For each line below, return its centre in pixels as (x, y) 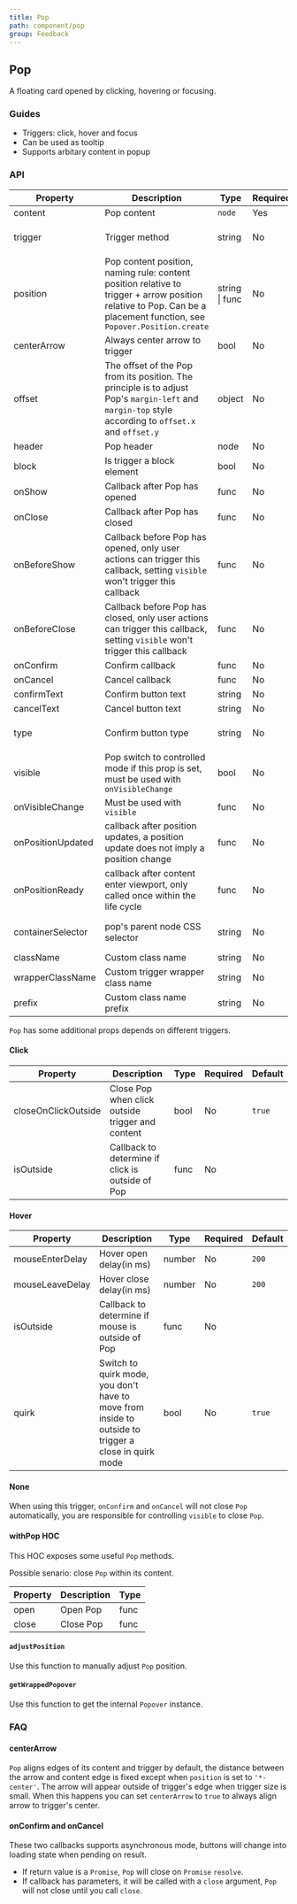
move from (121, 1407)
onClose (31, 517)
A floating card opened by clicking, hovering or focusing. (113, 91)
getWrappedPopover (43, 1685)
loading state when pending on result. (78, 1854)
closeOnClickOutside (57, 1110)
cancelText (37, 708)
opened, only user (142, 548)
